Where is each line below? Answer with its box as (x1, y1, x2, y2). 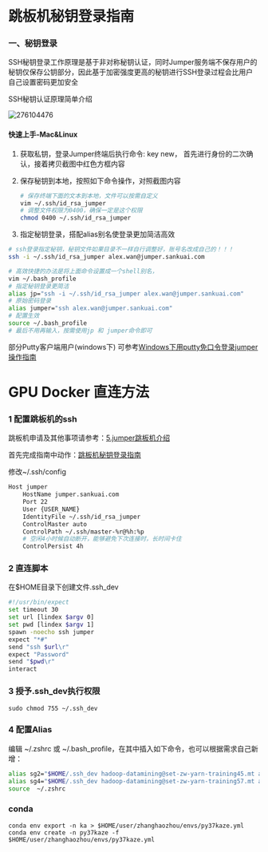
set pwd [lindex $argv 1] (8, 620, 94, 629)
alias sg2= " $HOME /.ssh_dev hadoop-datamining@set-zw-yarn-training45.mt (8, 770, 255, 778)
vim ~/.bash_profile (8, 275, 77, 283)
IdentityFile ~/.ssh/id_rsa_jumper (22, 513, 141, 521)
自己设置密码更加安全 (8, 77, 78, 87)
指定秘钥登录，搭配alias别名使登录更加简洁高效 (19, 229, 175, 240)
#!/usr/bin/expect (8, 598, 69, 607)
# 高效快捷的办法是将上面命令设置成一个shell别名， (8, 267, 158, 275)
